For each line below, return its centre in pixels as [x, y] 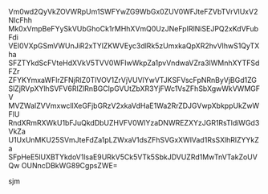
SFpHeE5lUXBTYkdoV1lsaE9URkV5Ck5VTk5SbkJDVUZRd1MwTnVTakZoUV [133, 157]
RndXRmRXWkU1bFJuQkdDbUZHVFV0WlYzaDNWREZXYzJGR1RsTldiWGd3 [134, 123]
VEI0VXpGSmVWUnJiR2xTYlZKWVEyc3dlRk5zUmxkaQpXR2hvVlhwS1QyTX [134, 46]
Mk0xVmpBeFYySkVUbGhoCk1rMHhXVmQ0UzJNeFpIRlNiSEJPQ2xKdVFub [134, 29]
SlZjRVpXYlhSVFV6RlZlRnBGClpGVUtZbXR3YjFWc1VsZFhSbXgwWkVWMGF [134, 89]
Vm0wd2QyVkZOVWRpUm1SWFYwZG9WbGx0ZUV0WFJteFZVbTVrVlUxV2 [133, 12]
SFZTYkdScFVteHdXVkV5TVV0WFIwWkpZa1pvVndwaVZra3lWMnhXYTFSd [134, 63]
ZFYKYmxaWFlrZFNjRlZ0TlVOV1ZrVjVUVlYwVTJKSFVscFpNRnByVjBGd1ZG [133, 80]
